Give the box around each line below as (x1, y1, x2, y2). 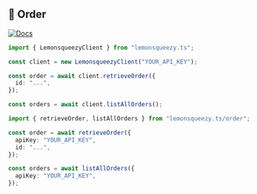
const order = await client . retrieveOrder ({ (8, 72, 156, 80)
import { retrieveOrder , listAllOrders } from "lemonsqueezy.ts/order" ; (8, 115, 251, 123)
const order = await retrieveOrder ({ (8, 128, 132, 137)
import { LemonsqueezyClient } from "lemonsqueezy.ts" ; (8, 44, 194, 52)
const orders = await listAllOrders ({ (8, 165, 135, 173)
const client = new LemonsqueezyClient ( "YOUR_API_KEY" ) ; (8, 58, 198, 66)
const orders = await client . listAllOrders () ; (8, 101, 163, 109)
